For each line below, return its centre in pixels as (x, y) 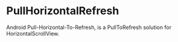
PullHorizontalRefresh (63, 11)
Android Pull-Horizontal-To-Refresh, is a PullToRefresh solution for (89, 27)
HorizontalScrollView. (33, 33)
